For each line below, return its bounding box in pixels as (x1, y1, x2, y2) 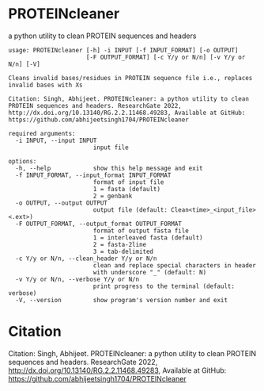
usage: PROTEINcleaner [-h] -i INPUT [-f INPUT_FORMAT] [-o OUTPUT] (8, 46, 239, 54)
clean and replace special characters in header (92, 261, 257, 270)
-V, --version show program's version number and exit (15, 296, 228, 304)
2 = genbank (92, 192, 133, 200)
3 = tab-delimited (92, 247, 154, 255)
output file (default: (92, 205, 168, 214)
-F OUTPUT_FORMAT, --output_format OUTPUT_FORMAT (15, 220, 182, 228)
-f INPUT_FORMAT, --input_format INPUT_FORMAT (15, 171, 172, 179)
